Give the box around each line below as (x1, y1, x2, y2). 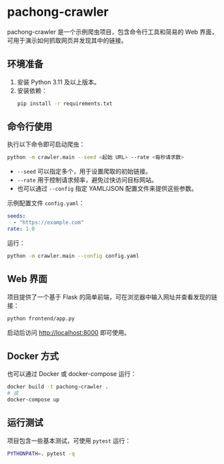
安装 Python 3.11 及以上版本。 (16, 78, 101, 86)
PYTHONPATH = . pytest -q (7, 450, 75, 457)
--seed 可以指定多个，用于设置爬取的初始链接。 (16, 167, 152, 176)
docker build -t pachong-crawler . (7, 384, 109, 391)
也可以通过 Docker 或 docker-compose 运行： (7, 370, 137, 378)
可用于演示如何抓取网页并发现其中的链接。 (7, 36, 127, 45)
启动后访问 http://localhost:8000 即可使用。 (7, 328, 131, 336)
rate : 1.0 (7, 226, 36, 233)
